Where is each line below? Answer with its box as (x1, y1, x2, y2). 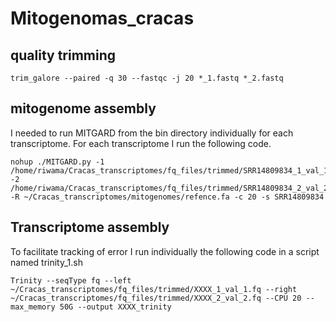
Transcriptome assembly (10, 219, 170, 236)
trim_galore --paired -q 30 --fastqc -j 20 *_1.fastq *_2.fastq (10, 73, 284, 83)
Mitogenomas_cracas (10, 7, 195, 30)
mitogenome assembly (10, 100, 157, 117)
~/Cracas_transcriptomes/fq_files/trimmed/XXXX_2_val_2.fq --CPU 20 (10, 293, 302, 303)
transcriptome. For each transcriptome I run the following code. (10, 137, 272, 149)
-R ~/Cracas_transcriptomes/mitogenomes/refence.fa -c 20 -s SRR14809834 (10, 192, 325, 202)
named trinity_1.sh (10, 256, 83, 268)
